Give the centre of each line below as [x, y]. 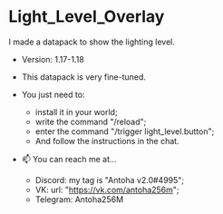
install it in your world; [77, 112]
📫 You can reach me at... [69, 159]
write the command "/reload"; [91, 122]
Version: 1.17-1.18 [53, 59]
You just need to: [53, 94]
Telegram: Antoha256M [79, 199]
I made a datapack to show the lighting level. [92, 42]
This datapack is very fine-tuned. [84, 77]
